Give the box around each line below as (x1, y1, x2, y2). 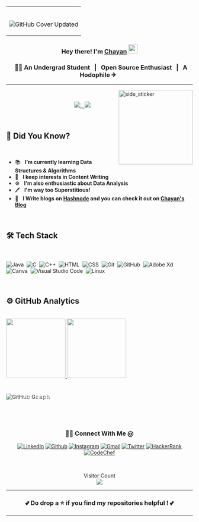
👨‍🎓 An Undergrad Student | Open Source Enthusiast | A (14, 63, 188, 71)
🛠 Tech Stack (6, 231, 58, 241)
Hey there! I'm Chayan (61, 47, 127, 55)
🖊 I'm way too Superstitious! (14, 187, 91, 194)
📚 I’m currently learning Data (14, 159, 92, 166)
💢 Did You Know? (6, 131, 70, 141)
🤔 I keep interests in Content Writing (14, 174, 109, 181)
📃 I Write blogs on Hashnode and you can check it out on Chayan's (14, 195, 185, 202)
